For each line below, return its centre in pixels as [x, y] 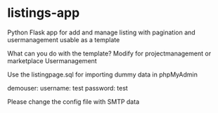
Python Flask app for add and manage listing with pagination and [101, 32]
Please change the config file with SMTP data [73, 101]
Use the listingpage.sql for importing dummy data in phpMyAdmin [103, 74]
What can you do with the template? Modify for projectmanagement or [109, 53]
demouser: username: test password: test [68, 88]
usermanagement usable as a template [64, 39]
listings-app [44, 13]
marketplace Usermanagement [52, 60]
